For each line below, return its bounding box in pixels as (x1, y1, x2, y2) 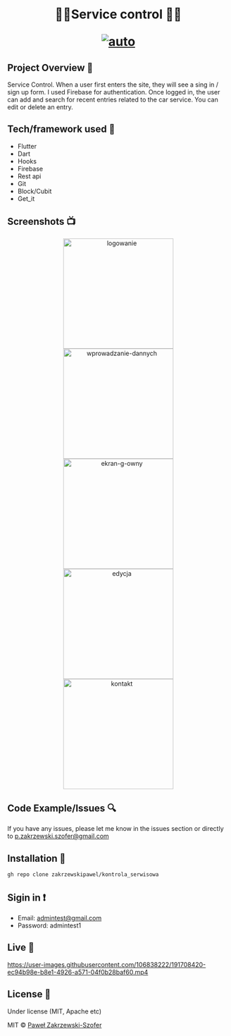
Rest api (17, 172, 42, 180)
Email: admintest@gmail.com (17, 913, 102, 922)
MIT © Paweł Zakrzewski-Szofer (7, 1020, 102, 1029)
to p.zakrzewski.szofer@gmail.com (7, 832, 109, 841)
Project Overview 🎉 (7, 61, 94, 73)
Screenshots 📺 (7, 216, 76, 228)
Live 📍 (7, 942, 35, 954)
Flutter (17, 142, 37, 150)
